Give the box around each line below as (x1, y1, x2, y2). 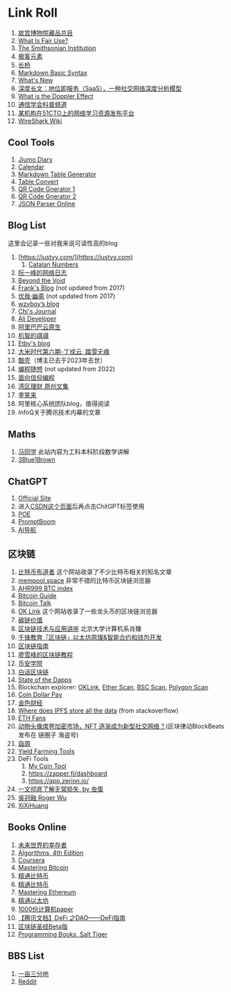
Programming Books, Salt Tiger (17, 930, 108, 938)
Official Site (17, 494, 51, 502)
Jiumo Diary (17, 155, 53, 164)
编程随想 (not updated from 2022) (17, 364, 115, 373)
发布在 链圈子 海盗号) (17, 730, 79, 739)
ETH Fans (17, 714, 46, 722)
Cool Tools (8, 137, 55, 148)
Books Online (8, 821, 67, 833)
